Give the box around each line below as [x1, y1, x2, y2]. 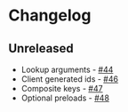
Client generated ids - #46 [20, 74, 119, 84]
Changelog [8, 5, 92, 26]
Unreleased [8, 41, 75, 56]
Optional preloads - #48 [20, 92, 110, 103]
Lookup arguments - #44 [20, 64, 114, 75]
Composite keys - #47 [20, 84, 103, 93]
